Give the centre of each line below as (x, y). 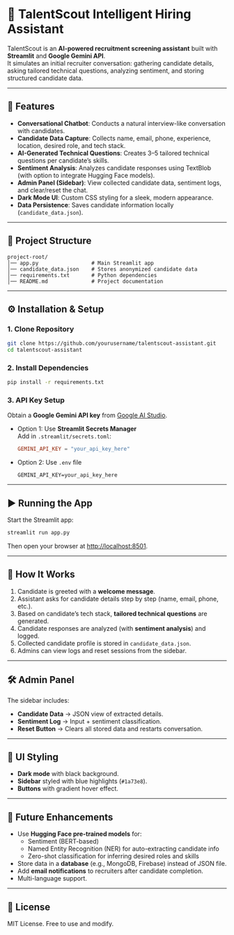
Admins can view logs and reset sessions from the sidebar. (102, 650)
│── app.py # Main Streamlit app (81, 263)
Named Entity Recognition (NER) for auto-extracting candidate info (123, 849)
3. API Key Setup (36, 401)
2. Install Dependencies (48, 368)
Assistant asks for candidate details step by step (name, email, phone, (118, 599)
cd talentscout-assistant (45, 350)
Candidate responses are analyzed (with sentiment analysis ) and (111, 628)
